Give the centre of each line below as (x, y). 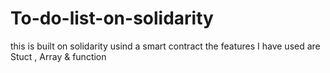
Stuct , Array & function (58, 56)
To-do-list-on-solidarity (112, 18)
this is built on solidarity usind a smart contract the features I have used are (165, 46)
